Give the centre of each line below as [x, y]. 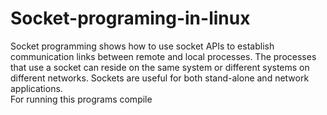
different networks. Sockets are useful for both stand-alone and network [160, 78]
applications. [36, 88]
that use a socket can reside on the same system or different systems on [160, 67]
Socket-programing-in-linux [130, 18]
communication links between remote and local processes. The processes [163, 56]
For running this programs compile [81, 99]
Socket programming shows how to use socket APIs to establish [142, 46]
